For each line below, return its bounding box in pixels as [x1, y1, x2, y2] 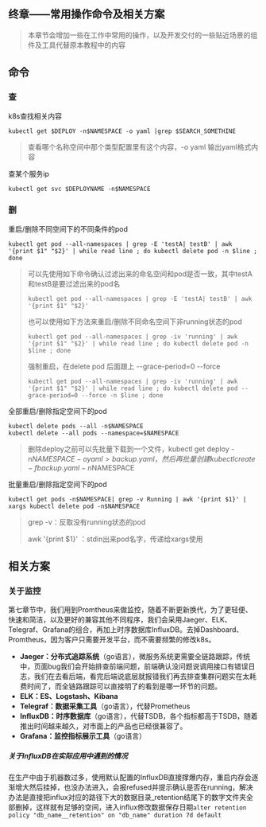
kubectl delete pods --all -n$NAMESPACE [8, 422, 145, 430]
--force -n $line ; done [81, 391, 164, 400]
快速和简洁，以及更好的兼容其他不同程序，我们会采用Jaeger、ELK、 [8, 615, 232, 625]
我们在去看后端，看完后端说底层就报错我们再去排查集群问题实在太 [33, 672, 250, 681]
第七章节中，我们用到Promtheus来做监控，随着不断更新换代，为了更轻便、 [8, 605, 253, 614]
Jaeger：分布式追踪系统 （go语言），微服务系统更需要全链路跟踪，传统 [19, 652, 251, 661]
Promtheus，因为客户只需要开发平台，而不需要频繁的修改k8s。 [8, 635, 216, 645]
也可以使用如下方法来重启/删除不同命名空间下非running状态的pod [27, 317, 242, 326]
